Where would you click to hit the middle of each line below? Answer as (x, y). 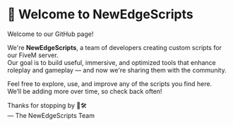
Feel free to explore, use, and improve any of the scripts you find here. (110, 83)
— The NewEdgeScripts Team (51, 115)
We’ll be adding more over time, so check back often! (85, 91)
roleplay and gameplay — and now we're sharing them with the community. (117, 70)
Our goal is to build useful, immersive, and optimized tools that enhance (112, 62)
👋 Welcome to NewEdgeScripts (100, 14)
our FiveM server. (33, 55)
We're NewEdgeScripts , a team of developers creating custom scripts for (115, 47)
